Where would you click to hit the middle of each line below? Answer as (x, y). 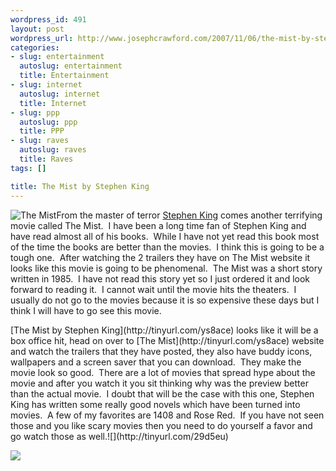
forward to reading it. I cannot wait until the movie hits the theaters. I (153, 289)
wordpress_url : (42, 38)
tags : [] (28, 168)
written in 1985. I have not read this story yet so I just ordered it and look (160, 278)
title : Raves (46, 159)
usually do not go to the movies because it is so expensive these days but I (165, 300)
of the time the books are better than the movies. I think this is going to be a (167, 247)
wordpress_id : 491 (48, 19)
